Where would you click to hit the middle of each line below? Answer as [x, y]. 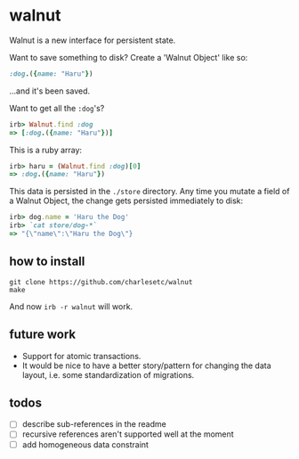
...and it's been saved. [50, 91]
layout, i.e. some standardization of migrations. [108, 374]
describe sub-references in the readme [94, 424]
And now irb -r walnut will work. [71, 306]
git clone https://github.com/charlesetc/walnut [101, 282]
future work [43, 335]
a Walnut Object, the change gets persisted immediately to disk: [126, 201]
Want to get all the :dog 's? [57, 108]
